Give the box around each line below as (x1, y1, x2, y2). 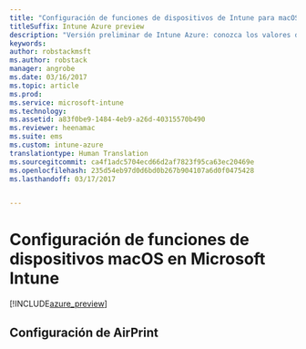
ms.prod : (9, 89, 43, 98)
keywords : (9, 38, 47, 48)
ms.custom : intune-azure (9, 140, 104, 149)
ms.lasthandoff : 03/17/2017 (9, 174, 117, 183)
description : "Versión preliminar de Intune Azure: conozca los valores (9, 30, 291, 39)
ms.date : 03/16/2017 (9, 73, 88, 82)
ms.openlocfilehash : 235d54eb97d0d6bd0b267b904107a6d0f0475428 (9, 166, 255, 175)
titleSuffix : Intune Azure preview (9, 22, 145, 31)
